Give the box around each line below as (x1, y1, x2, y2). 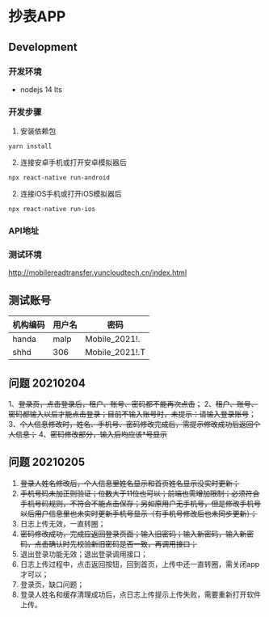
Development (8, 40, 78, 53)
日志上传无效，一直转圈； (19, 518, 106, 528)
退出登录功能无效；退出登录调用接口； (19, 549, 148, 559)
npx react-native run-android (8, 174, 111, 182)
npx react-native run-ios (8, 205, 95, 213)
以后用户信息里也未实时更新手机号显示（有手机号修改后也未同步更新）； (19, 509, 258, 518)
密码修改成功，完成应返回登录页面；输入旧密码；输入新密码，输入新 (19, 529, 247, 539)
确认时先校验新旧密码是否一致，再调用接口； (48, 539, 198, 548)
